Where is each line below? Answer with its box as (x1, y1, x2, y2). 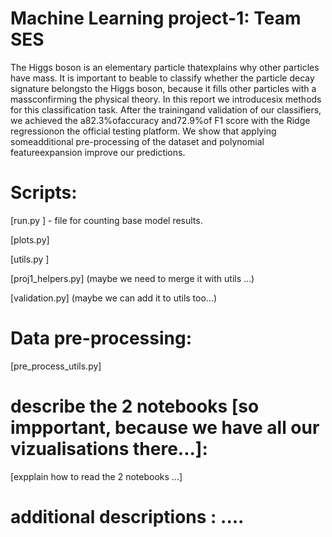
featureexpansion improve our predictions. (10, 146, 186, 158)
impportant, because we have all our (10, 417, 320, 439)
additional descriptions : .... (10, 505, 245, 528)
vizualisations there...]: (10, 438, 208, 460)
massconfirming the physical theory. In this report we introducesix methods (10, 93, 322, 105)
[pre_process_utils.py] (10, 360, 102, 372)
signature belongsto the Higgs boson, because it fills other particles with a (10, 82, 317, 94)
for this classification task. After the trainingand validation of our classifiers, (10, 103, 322, 116)
